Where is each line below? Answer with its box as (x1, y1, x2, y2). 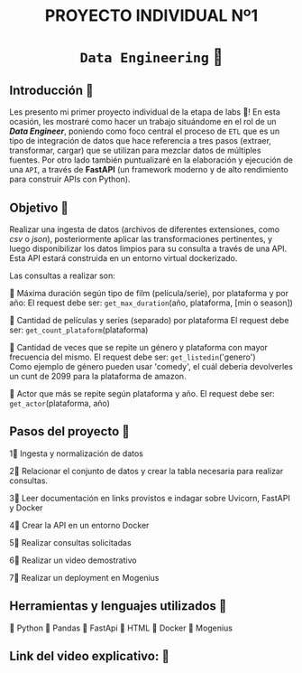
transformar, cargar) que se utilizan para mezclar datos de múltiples (9, 145, 261, 156)
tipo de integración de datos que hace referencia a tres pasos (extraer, (9, 136, 272, 146)
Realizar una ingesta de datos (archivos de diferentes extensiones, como (9, 224, 280, 235)
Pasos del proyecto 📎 (9, 424, 131, 439)
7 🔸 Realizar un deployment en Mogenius (9, 572, 160, 583)
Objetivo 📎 (9, 200, 69, 215)
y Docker (9, 502, 43, 513)
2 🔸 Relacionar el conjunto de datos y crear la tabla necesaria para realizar (9, 465, 284, 476)
